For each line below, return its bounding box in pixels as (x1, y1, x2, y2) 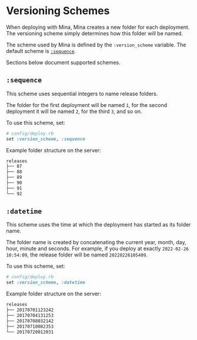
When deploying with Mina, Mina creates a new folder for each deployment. (6, 24, 190, 31)
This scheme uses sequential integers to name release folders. (6, 90, 158, 97)
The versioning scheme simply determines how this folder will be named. (6, 29, 183, 36)
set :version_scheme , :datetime (6, 279, 85, 286)
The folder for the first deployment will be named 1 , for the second (6, 101, 168, 108)
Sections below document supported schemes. (6, 59, 121, 66)
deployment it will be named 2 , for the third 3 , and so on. (6, 108, 142, 115)
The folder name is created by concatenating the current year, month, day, (6, 239, 186, 246)
